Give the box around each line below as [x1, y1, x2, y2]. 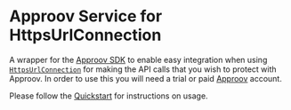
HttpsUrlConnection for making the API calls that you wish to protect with [9, 64, 278, 75]
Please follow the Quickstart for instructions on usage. [9, 90, 208, 101]
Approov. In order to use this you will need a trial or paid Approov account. [9, 73, 282, 83]
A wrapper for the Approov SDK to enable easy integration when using [9, 54, 268, 65]
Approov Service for [9, 6, 163, 27]
